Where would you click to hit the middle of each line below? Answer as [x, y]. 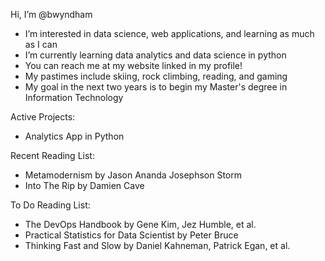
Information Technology [74, 97]
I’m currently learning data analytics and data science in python [155, 55]
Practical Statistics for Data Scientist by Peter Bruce [131, 235]
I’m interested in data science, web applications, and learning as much [169, 33]
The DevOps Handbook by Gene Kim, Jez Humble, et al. [140, 224]
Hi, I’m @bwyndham [51, 14]
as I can [41, 44]
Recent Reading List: [52, 155]
